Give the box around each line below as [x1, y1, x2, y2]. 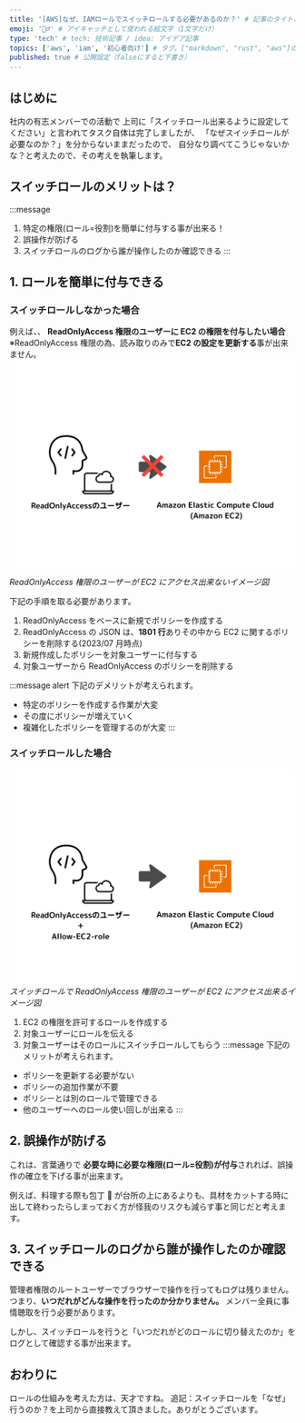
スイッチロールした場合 [9, 747, 112, 760]
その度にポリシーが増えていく [22, 711, 134, 721]
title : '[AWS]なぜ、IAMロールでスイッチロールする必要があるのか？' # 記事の [9, 15, 274, 24]
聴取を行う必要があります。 [16, 1307, 121, 1318]
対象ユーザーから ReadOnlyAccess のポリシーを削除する [22, 661, 234, 672]
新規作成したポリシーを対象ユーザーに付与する [22, 650, 198, 661]
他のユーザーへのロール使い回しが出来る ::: [22, 1104, 183, 1115]
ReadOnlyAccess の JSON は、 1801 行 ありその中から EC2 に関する [22, 627, 274, 638]
